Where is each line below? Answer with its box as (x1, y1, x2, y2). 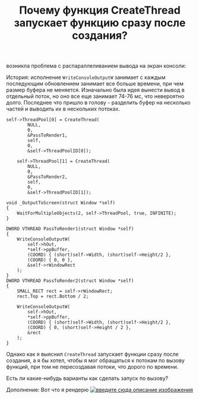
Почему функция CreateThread (18, 4, 181, 17)
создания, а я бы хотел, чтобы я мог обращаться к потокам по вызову (6, 357, 185, 364)
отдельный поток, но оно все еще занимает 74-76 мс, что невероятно (6, 93, 185, 100)
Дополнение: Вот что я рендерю (6, 387, 89, 394)
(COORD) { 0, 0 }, (27, 257, 73, 263)
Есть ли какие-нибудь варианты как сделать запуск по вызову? (6, 375, 169, 382)
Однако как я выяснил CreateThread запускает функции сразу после (6, 351, 179, 358)
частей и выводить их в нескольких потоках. (6, 105, 121, 113)
